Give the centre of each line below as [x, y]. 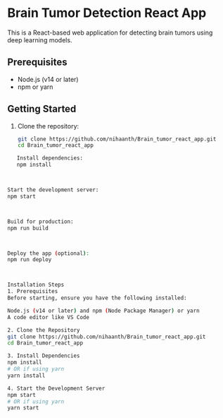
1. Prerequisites [33, 292]
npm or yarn [35, 87]
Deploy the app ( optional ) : [49, 253]
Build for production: [40, 221]
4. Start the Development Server [56, 388]
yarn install [26, 376]
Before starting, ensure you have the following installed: [97, 298]
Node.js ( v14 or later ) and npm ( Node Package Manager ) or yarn [103, 311]
